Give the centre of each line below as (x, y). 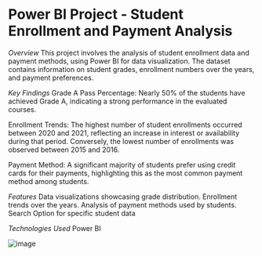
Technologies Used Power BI (55, 228)
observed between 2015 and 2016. (64, 150)
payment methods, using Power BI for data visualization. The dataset (119, 61)
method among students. (49, 181)
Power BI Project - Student (96, 14)
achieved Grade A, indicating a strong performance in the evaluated (118, 101)
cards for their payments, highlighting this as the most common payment (126, 173)
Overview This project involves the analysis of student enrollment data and (129, 52)
